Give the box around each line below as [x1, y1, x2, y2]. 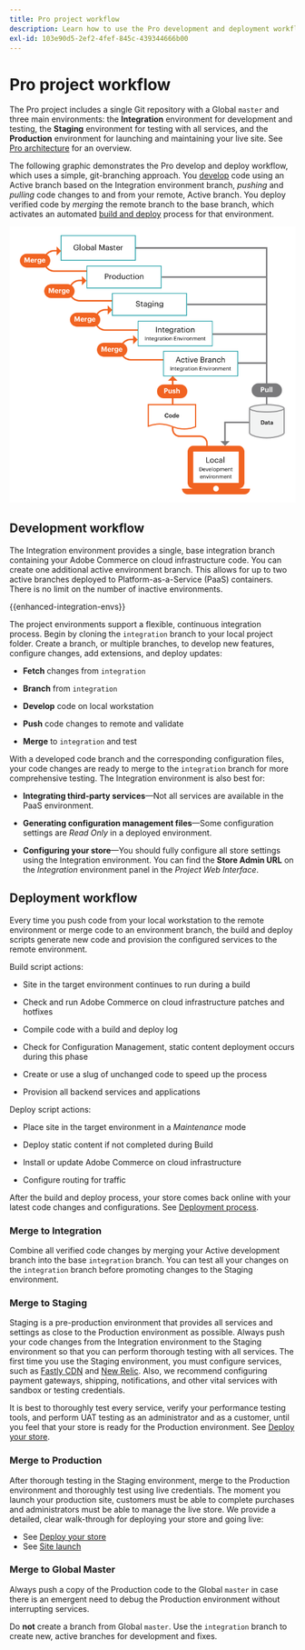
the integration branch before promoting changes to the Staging [9, 1264, 253, 1275]
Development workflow [9, 521, 145, 536]
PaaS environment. [22, 800, 93, 811]
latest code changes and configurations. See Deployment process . [9, 1201, 259, 1213]
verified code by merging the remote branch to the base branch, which [9, 199, 275, 210]
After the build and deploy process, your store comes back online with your [9, 1192, 291, 1203]
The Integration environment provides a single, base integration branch [9, 545, 275, 555]
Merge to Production [9, 1455, 103, 1467]
